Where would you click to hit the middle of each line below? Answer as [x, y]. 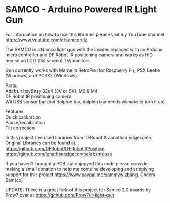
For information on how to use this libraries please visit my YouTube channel [85, 34]
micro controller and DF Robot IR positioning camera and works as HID [79, 55]
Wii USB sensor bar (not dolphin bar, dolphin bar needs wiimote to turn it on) [85, 101]
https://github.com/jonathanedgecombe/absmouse [59, 154]
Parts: [11, 85]
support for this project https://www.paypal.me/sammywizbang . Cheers [80, 175]
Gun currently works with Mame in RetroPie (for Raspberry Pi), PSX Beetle [83, 70]
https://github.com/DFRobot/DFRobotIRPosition [55, 148]
